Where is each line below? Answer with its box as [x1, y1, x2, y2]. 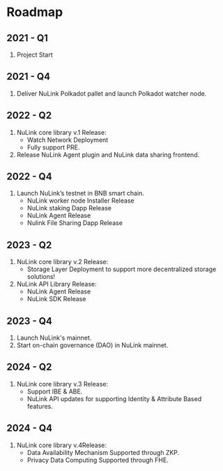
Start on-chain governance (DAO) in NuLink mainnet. [16, 341, 169, 349]
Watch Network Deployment [26, 136, 109, 144]
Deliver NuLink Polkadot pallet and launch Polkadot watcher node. [16, 89, 207, 98]
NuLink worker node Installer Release [26, 196, 134, 205]
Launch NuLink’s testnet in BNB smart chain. [16, 189, 144, 198]
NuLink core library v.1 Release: [16, 128, 107, 136]
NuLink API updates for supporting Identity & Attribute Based [26, 394, 202, 403]
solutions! [26, 273, 56, 281]
